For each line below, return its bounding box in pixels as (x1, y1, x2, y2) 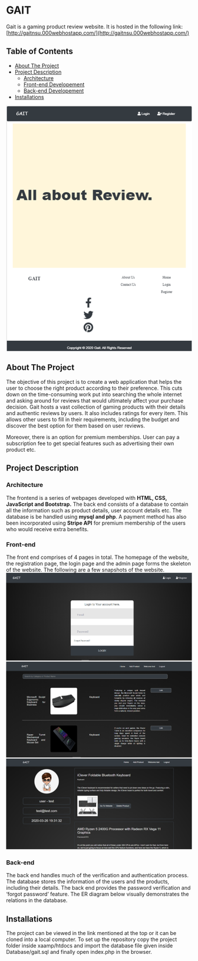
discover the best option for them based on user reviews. (6, 422, 146, 429)
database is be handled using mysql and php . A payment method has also (6, 513, 187, 520)
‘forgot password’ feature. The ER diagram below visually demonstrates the (6, 891, 189, 898)
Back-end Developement (23, 87, 84, 94)
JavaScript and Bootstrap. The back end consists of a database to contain (6, 501, 189, 508)
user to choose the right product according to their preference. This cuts (6, 384, 183, 391)
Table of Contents (6, 47, 74, 57)
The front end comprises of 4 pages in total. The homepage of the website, (6, 554, 189, 561)
